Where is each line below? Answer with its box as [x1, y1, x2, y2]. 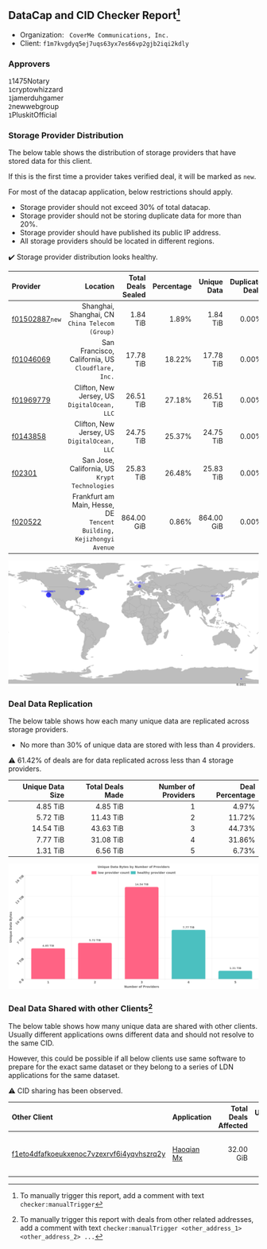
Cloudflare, [75, 365, 115, 373]
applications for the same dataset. [8, 1071, 120, 1080]
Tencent [89, 518, 115, 527]
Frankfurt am [72, 492, 115, 502]
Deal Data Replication [8, 698, 93, 709]
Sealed [122, 289, 146, 299]
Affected [218, 1120, 249, 1130]
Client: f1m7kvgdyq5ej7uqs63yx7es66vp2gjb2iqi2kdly [19, 38, 189, 48]
